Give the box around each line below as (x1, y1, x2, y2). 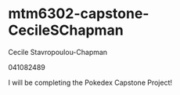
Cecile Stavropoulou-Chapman (8, 47, 108, 57)
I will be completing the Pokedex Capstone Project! (8, 78, 173, 87)
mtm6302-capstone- (8, 5, 149, 23)
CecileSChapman (8, 21, 124, 39)
